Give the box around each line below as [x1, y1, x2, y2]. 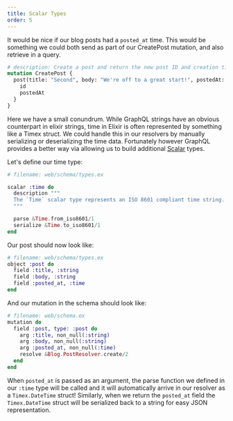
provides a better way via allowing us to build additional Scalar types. [7, 144, 205, 152]
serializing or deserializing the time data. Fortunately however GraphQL [7, 136, 211, 145]
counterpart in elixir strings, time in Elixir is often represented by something [7, 122, 222, 130]
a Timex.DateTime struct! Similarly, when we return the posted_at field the [7, 391, 216, 399]
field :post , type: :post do [13, 325, 98, 332]
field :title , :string [13, 267, 79, 274]
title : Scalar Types [7, 10, 67, 17]
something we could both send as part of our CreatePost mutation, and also [7, 43, 224, 51]
